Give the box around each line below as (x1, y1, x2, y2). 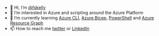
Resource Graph (9, 20, 44, 26)
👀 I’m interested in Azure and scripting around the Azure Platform (9, 10, 144, 16)
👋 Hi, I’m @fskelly (9, 5, 46, 10)
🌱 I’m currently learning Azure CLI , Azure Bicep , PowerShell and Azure (9, 15, 154, 20)
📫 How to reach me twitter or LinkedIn (9, 26, 89, 31)
